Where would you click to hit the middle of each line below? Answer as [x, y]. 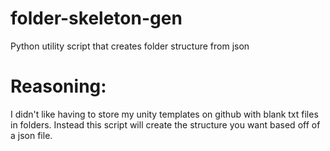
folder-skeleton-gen [96, 18]
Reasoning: [58, 86]
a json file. [31, 135]
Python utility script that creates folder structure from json [130, 46]
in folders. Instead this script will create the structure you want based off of [165, 124]
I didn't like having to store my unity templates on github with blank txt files [164, 114]
